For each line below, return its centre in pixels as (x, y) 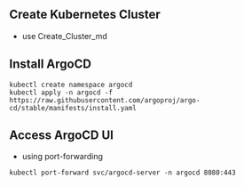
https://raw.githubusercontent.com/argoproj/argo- (105, 100)
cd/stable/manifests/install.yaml (73, 108)
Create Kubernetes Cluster (85, 15)
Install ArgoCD (50, 65)
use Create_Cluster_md (65, 36)
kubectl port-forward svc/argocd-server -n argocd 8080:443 (123, 173)
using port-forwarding (63, 157)
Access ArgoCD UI (61, 136)
